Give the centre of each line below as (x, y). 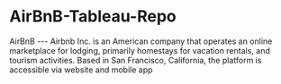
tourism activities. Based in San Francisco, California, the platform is (136, 60)
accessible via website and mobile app (81, 70)
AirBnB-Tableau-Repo (93, 17)
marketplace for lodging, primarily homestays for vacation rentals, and (140, 50)
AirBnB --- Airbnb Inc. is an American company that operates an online (141, 41)
